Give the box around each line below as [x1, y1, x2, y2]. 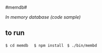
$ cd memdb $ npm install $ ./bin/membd [5, 43, 97, 48]
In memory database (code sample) [5, 14, 81, 20]
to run [5, 29, 25, 37]
